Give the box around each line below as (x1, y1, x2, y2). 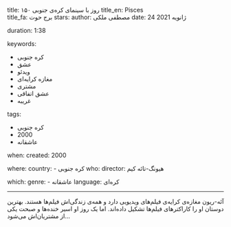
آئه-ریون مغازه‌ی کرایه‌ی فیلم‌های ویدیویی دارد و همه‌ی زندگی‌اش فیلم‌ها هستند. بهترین (7, 198, 224, 205)
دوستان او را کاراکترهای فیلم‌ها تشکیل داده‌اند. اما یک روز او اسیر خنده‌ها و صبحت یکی (7, 205, 224, 213)
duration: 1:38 (7, 27, 46, 34)
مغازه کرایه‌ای (16, 75, 53, 83)
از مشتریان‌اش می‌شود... (7, 212, 71, 220)
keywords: (7, 40, 36, 47)
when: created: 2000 (7, 151, 67, 159)
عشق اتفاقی (16, 89, 49, 97)
